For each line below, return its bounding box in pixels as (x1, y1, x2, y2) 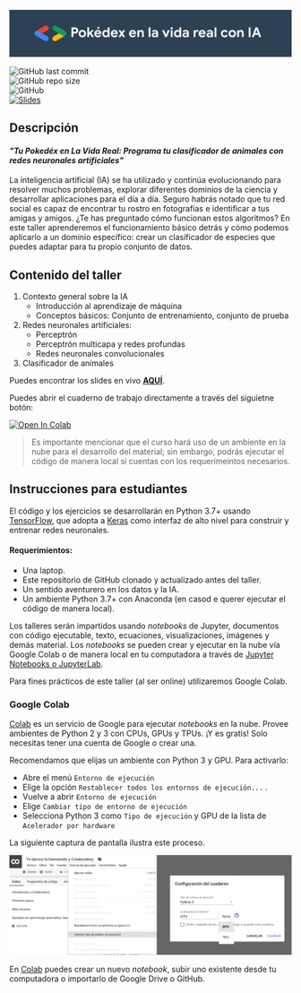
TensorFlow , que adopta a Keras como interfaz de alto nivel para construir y (9, 514, 289, 525)
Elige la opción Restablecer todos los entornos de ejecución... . (21, 781, 269, 793)
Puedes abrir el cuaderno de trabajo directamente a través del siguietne (9, 393, 275, 403)
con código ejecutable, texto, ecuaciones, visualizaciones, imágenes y (9, 630, 270, 641)
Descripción (9, 120, 79, 135)
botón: (9, 402, 34, 413)
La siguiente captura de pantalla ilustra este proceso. (9, 837, 206, 848)
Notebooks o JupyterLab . (9, 659, 104, 669)
